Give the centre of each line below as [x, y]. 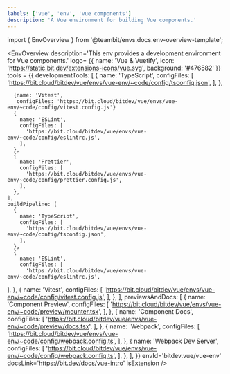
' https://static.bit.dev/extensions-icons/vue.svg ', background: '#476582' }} [114, 68]
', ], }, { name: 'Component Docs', [146, 311]
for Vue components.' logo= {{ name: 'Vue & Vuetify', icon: [91, 60]
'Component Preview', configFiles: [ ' [60, 304]
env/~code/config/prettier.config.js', [65, 180]
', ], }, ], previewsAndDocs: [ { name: [154, 297]
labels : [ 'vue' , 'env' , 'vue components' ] [69, 13]
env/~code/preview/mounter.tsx [53, 311]
